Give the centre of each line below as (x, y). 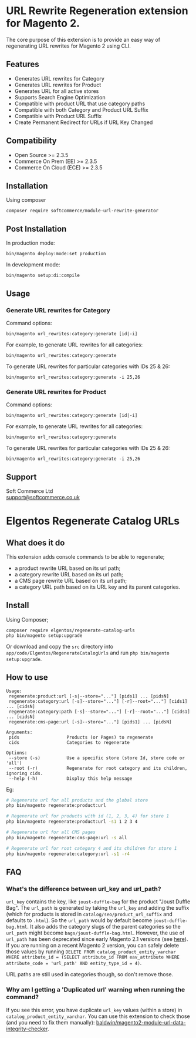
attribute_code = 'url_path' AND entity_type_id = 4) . (74, 963)
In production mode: (31, 243)
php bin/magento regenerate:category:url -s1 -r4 (68, 854)
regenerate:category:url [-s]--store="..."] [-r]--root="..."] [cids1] (98, 701)
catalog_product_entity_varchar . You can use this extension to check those (98, 1016)
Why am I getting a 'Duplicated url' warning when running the (96, 990)
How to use (27, 677)
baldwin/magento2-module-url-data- (141, 1022)
